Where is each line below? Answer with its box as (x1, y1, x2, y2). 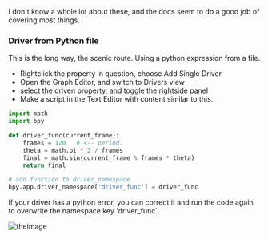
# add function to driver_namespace (8, 176, 130, 184)
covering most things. (8, 15, 80, 25)
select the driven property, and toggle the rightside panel (19, 86, 209, 95)
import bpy (8, 118, 45, 125)
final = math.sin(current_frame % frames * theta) (22, 153, 195, 162)
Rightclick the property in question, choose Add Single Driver (19, 69, 222, 78)
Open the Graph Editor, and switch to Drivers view (19, 78, 186, 87)
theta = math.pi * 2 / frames (22, 146, 124, 154)
